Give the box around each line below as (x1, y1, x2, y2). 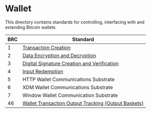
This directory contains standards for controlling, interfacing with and (5, 19, 145, 25)
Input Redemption (22, 68, 64, 75)
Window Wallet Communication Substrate (22, 91, 118, 98)
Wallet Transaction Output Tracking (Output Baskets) (22, 100, 144, 107)
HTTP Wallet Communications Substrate (22, 76, 115, 83)
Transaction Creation (22, 44, 71, 51)
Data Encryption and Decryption (22, 52, 96, 59)
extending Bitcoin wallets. (5, 24, 57, 30)
